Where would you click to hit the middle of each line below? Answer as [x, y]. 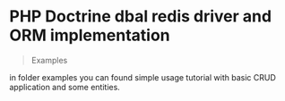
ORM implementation [90, 35]
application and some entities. [65, 87]
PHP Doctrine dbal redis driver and [140, 17]
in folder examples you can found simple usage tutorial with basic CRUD [142, 77]
